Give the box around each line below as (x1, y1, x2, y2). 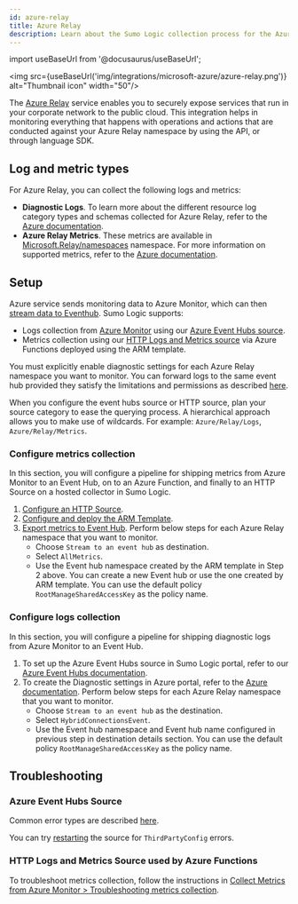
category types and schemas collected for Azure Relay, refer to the (21, 211, 268, 222)
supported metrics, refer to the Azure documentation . (21, 250, 218, 260)
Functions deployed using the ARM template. (21, 344, 186, 354)
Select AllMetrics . (35, 551, 104, 562)
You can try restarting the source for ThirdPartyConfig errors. (9, 832, 235, 844)
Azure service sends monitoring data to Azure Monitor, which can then (9, 298, 268, 309)
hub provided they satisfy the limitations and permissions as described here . (9, 380, 289, 391)
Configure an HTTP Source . (21, 504, 124, 515)
